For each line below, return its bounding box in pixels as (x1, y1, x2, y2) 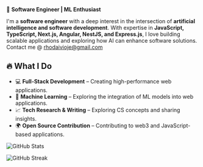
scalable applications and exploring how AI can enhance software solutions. (6, 37, 198, 44)
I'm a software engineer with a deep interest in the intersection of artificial (6, 18, 195, 24)
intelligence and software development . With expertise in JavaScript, (6, 24, 184, 31)
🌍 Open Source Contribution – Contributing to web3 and (15, 122, 160, 129)
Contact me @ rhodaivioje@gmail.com (6, 43, 103, 51)
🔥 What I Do (6, 61, 52, 71)
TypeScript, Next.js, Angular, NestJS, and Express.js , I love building (6, 30, 180, 38)
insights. (15, 115, 37, 122)
